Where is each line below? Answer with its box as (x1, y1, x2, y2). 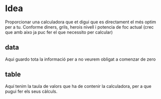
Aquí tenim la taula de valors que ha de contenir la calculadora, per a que (5, 83, 152, 89)
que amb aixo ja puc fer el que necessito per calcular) (5, 29, 113, 35)
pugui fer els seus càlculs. (5, 88, 57, 94)
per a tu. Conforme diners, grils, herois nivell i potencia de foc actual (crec (5, 24, 154, 30)
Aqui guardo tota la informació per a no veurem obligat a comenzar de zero (5, 56, 156, 62)
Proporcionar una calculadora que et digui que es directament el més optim (5, 19, 157, 25)
